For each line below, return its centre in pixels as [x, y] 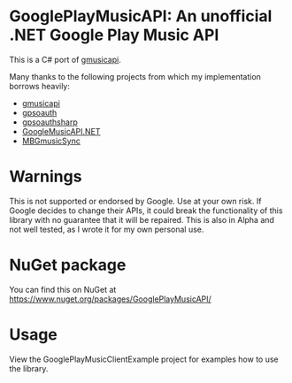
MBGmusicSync [51, 141]
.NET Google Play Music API [114, 35]
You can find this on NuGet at [63, 289]
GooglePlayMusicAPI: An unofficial [141, 16]
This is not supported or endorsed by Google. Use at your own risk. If [135, 201]
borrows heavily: [40, 86]
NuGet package [68, 265]
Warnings [46, 176]
